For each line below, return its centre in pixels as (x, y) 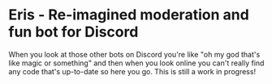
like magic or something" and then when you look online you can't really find (136, 63)
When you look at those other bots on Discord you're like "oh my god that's (134, 54)
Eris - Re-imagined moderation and (129, 15)
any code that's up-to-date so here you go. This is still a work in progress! (132, 71)
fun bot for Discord (73, 32)
